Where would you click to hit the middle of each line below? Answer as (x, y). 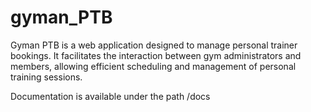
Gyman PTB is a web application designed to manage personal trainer (154, 45)
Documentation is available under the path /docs (110, 96)
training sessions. (46, 77)
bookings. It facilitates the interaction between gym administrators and (156, 55)
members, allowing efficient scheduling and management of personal (153, 66)
